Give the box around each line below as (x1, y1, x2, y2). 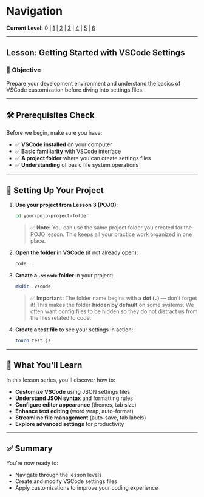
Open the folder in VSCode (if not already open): (15, 249, 138, 256)
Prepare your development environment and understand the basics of (6, 79, 181, 87)
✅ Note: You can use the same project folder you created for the (30, 224, 192, 231)
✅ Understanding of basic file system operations (15, 161, 139, 169)
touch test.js (15, 337, 51, 343)
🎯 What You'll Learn (6, 360, 83, 371)
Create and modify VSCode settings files (15, 478, 117, 485)
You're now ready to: (6, 459, 59, 467)
